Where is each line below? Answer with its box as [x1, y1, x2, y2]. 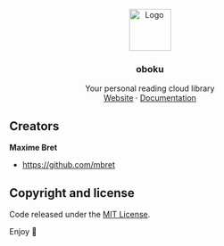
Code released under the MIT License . [9, 209, 151, 219]
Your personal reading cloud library [85, 83, 215, 94]
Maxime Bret [9, 143, 58, 153]
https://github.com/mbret [21, 160, 116, 170]
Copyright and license [9, 185, 136, 201]
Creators [9, 119, 60, 134]
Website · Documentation [104, 93, 196, 103]
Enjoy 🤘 [9, 225, 37, 236]
